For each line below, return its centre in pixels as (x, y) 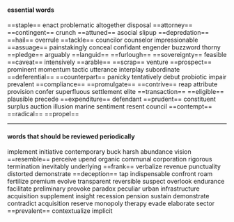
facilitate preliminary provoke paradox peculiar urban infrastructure (103, 189)
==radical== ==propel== (43, 114)
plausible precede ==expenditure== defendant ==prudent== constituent (111, 99)
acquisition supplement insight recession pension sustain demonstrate (108, 196)
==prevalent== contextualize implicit (60, 211)
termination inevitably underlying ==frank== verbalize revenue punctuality (114, 166)
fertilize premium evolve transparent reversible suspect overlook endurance (116, 182)
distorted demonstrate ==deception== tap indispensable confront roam (110, 174)
